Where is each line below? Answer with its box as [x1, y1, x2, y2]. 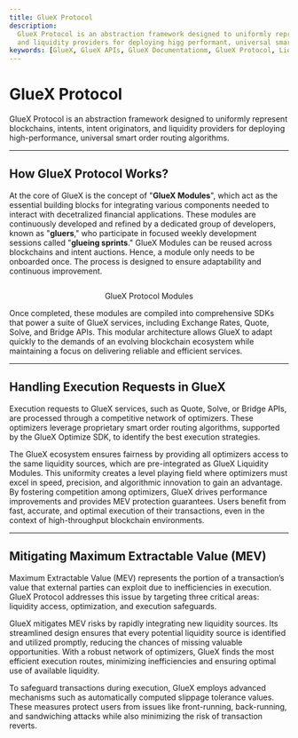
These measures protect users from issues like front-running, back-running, [9, 701, 287, 711]
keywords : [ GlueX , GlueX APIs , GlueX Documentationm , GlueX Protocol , [9, 46, 276, 55]
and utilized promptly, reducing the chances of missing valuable [9, 637, 243, 647]
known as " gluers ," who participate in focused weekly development [9, 227, 257, 238]
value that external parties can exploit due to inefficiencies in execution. [9, 582, 272, 592]
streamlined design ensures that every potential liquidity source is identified [9, 627, 286, 638]
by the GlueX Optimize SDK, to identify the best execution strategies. [9, 432, 261, 442]
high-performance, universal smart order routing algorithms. [9, 132, 230, 143]
